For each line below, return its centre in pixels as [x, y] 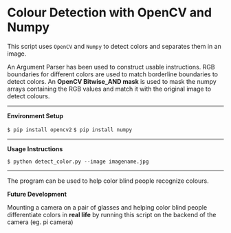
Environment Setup [35, 115]
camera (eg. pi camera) [40, 222]
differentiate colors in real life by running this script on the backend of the [112, 214]
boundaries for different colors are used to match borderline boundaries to [113, 74]
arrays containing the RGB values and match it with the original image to [109, 89]
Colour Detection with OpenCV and [109, 13]
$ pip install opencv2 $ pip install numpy [70, 130]
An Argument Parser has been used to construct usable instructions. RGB [111, 67]
